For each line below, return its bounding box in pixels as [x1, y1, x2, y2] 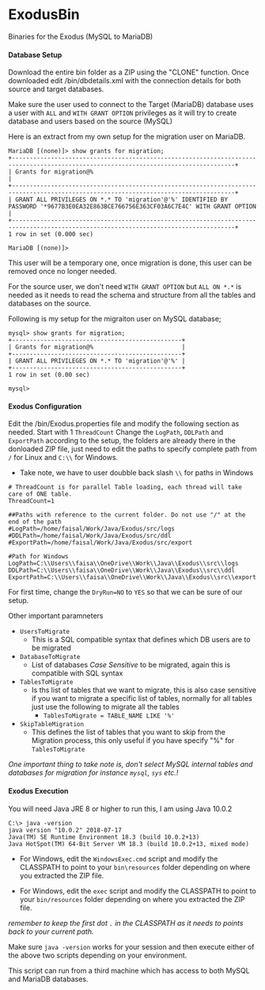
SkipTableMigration [19, 721, 85, 729]
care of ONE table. [8, 490, 73, 498]
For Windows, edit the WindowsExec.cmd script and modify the [19, 854, 218, 863]
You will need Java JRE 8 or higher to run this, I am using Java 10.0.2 [8, 804, 233, 813]
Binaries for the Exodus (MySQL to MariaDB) [8, 32, 153, 41]
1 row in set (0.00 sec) [8, 371, 90, 379]
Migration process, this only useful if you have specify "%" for [31, 736, 235, 745]
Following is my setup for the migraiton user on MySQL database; [8, 314, 221, 324]
